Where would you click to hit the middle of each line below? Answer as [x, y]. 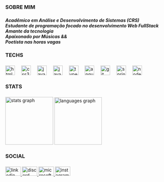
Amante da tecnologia [29, 31]
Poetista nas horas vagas [33, 42]
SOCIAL [15, 156]
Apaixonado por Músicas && [36, 36]
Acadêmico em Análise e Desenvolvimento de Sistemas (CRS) [72, 20]
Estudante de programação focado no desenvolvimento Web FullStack [82, 25]
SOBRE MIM [20, 7]
